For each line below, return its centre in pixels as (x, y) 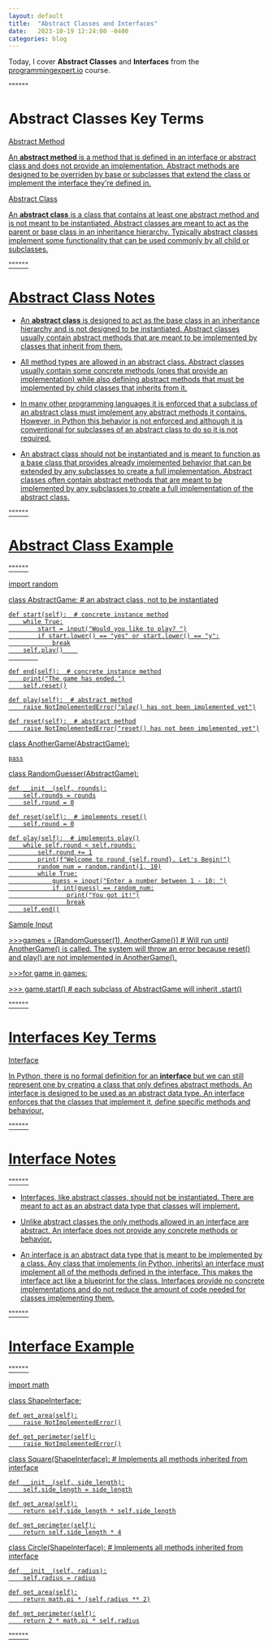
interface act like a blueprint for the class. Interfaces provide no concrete (142, 1281)
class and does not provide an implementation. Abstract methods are (124, 166)
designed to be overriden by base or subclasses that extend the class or (130, 175)
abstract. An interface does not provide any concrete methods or (129, 1230)
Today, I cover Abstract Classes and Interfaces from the (104, 62)
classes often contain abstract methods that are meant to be (121, 480)
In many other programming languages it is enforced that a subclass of (139, 404)
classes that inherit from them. (71, 346)
